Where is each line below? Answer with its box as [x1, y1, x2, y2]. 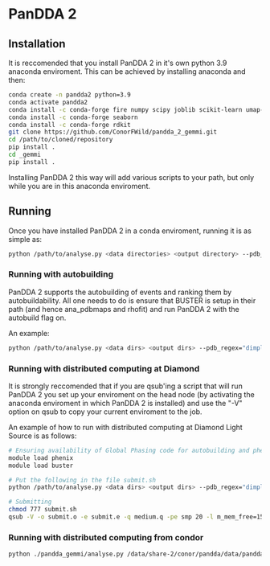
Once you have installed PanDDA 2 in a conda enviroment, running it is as [8, 226, 252, 236]
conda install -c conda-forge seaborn [8, 113, 138, 121]
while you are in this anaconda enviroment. [8, 181, 151, 191]
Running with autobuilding [8, 269, 114, 280]
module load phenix [8, 453, 74, 462]
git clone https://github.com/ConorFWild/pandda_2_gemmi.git [8, 128, 218, 137]
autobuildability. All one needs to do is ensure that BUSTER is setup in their [8, 295, 256, 306]
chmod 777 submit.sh [8, 506, 78, 514]
